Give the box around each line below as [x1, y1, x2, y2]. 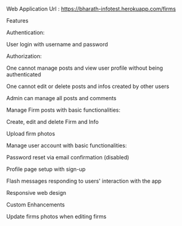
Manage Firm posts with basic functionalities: [6, 106, 121, 114]
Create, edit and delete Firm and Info [6, 118, 99, 125]
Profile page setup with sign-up [6, 166, 86, 173]
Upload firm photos [6, 130, 56, 137]
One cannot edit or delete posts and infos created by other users [6, 82, 170, 90]
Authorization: [6, 53, 42, 60]
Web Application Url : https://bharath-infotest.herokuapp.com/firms [6, 5, 176, 12]
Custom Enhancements [6, 201, 65, 208]
